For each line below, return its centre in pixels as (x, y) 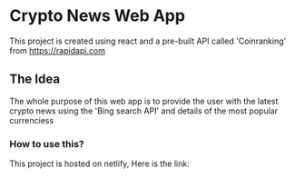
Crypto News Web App (98, 16)
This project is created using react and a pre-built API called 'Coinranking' (148, 41)
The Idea (35, 79)
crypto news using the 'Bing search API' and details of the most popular (144, 111)
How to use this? (47, 143)
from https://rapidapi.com (58, 50)
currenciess (32, 120)
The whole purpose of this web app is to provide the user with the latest (144, 101)
